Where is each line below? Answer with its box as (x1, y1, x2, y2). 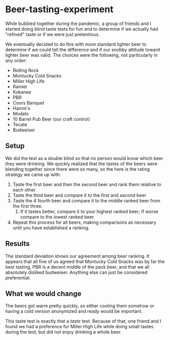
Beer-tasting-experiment (5, 4, 114, 15)
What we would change (5, 289, 81, 298)
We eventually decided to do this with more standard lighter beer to (5, 41, 147, 47)
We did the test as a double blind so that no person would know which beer (5, 155, 163, 161)
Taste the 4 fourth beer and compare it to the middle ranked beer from (12, 197, 160, 203)
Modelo (12, 111, 29, 117)
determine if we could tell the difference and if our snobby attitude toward (5, 46, 160, 53)
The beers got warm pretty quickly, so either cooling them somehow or (5, 303, 154, 309)
